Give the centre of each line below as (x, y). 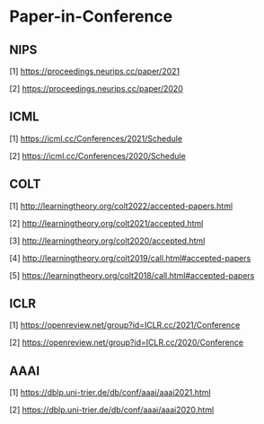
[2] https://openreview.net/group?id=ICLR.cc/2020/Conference (127, 342)
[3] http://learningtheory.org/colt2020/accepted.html (107, 241)
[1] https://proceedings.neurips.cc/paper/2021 (95, 71)
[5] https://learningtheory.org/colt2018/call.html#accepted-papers (132, 275)
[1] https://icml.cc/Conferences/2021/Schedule (96, 138)
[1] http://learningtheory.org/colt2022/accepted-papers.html (121, 206)
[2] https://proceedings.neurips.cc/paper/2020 (97, 88)
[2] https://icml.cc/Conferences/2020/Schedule (97, 155)
